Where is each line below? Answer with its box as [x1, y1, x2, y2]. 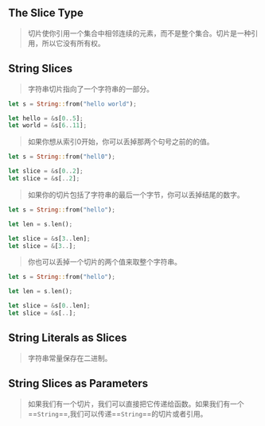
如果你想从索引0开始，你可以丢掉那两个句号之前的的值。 [27, 137, 214, 146]
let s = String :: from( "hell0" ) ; [8, 153, 115, 161]
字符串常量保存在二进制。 [27, 353, 112, 362]
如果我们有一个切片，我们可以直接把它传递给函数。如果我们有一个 [27, 399, 244, 409]
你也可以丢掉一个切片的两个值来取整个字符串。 [27, 258, 181, 267]
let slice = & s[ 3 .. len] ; [8, 234, 91, 242]
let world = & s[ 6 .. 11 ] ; [8, 122, 88, 130]
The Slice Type [8, 6, 84, 20]
